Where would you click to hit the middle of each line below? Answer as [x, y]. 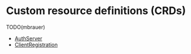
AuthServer [28, 38]
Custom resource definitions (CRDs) [96, 11]
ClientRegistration [36, 45]
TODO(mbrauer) [26, 27]
